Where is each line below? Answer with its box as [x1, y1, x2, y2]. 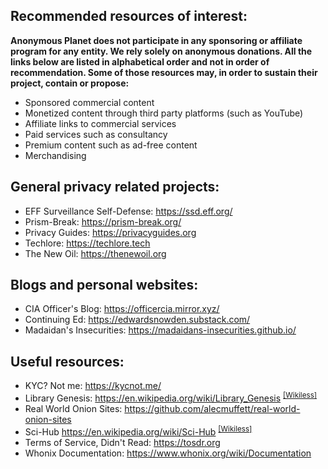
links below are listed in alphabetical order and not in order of [10, 55, 270, 68]
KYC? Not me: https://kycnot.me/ [24, 380, 162, 392]
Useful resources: [10, 353, 125, 370]
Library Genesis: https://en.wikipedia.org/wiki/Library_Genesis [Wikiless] [24, 390, 318, 404]
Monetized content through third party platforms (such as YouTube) [24, 107, 304, 119]
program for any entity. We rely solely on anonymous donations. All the [10, 45, 313, 57]
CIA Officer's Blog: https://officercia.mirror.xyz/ [24, 303, 220, 315]
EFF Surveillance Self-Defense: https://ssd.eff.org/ [24, 205, 233, 217]
